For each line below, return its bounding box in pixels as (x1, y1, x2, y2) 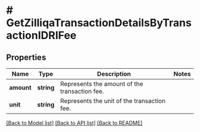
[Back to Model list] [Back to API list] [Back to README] (6, 120, 143, 126)
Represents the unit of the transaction (60, 97, 165, 105)
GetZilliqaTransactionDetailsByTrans (6, 16, 192, 30)
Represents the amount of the (60, 80, 143, 88)
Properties (6, 52, 46, 62)
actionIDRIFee (6, 29, 77, 42)
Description (97, 70, 131, 78)
